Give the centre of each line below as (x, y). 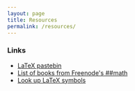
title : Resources (32, 20)
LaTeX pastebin (39, 65)
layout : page (26, 13)
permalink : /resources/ (42, 26)
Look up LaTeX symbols (51, 80)
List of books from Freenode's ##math (72, 72)
